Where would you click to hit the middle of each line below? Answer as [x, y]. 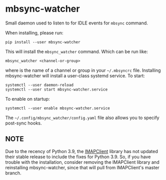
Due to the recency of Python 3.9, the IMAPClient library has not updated [82, 151]
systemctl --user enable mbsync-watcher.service [58, 108]
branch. [13, 173]
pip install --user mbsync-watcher [43, 42]
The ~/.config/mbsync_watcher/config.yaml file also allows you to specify [82, 117]
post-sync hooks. [24, 123]
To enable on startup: [28, 99]
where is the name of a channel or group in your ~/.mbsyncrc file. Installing [83, 70]
